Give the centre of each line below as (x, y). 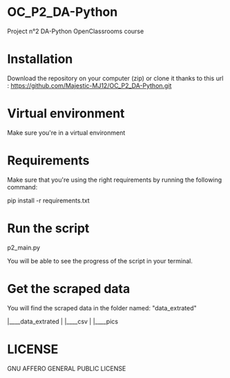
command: (22, 187)
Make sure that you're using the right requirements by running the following (115, 180)
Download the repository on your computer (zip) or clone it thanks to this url (115, 78)
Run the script (48, 228)
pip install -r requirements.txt (48, 200)
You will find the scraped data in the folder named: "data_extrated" (102, 308)
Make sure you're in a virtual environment (66, 133)
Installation (40, 59)
